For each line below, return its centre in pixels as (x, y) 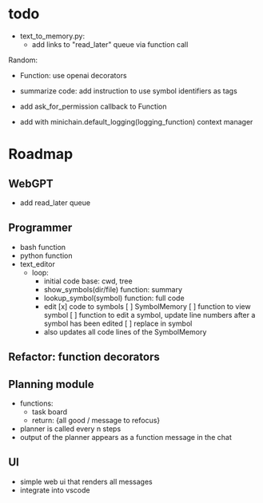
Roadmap (41, 154)
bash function (43, 247)
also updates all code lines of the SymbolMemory (125, 331)
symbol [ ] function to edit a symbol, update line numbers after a (149, 315)
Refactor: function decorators (84, 357)
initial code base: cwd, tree (88, 281)
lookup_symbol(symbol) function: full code (114, 298)
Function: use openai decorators (73, 75)
